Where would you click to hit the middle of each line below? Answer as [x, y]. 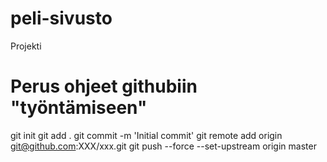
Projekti [26, 46]
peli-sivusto [61, 18]
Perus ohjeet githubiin [104, 86]
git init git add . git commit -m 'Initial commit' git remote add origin [146, 135]
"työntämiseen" [79, 108]
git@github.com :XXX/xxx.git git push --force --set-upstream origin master [163, 146]
